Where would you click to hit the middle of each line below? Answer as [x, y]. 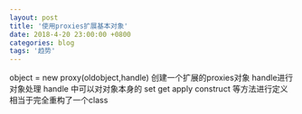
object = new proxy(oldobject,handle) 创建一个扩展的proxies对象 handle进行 [151, 78]
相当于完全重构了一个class [59, 101]
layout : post [34, 18]
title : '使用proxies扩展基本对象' [69, 26]
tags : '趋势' [33, 51]
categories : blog [42, 43]
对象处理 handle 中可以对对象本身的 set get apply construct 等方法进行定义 [149, 89]
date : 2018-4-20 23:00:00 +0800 [70, 34]
